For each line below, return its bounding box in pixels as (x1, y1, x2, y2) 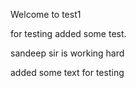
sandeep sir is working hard (10, 47, 125, 59)
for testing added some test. (10, 28, 127, 39)
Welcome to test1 (10, 9, 82, 20)
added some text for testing (10, 67, 125, 78)
